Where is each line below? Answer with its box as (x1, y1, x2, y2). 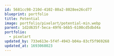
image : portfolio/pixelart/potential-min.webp (4, 20, 101, 26)
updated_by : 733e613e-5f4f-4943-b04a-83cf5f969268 (4, 39, 110, 44)
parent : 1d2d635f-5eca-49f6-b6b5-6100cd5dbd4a (4, 25, 101, 30)
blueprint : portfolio (4, 12, 49, 17)
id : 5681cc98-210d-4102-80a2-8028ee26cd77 (4, 7, 92, 12)
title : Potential (4, 16, 40, 21)
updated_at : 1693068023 (4, 43, 53, 48)
